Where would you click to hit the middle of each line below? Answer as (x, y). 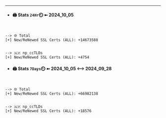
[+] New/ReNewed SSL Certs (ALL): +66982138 (52, 94)
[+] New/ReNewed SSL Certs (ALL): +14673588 (52, 40)
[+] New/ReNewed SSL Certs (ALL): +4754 (47, 57)
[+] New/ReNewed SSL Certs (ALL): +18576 (48, 111)
